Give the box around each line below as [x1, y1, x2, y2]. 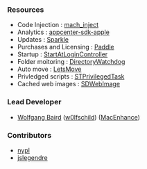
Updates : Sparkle [17, 35, 69, 44]
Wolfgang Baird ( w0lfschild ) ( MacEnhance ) [17, 113, 141, 121]
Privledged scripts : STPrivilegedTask [17, 72, 125, 81]
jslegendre [17, 153, 48, 161]
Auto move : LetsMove [17, 65, 82, 74]
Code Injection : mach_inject [17, 21, 99, 29]
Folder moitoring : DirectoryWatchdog [17, 58, 126, 66]
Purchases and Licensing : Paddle [17, 43, 114, 51]
